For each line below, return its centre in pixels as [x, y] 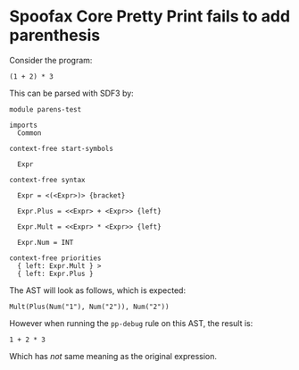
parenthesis [55, 35]
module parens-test [46, 109]
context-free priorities [55, 258]
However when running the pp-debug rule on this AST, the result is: [131, 323]
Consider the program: [51, 60]
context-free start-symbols [62, 148]
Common [29, 133]
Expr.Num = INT [46, 242]
